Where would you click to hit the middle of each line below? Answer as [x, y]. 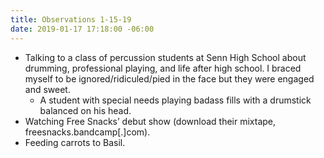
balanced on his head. [85, 110]
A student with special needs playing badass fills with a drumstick [175, 100]
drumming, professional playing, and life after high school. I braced [163, 68]
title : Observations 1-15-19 [71, 19]
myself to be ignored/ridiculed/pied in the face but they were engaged [169, 78]
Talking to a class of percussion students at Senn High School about [165, 57]
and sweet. [47, 89]
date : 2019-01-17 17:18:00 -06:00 [82, 29]
